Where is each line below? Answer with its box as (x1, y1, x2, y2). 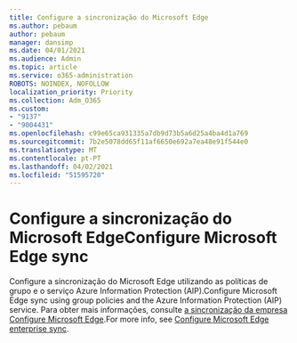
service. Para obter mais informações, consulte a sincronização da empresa (9, 305, 288, 315)
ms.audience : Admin (9, 54, 82, 63)
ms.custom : (9, 104, 50, 113)
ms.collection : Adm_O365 (9, 95, 101, 105)
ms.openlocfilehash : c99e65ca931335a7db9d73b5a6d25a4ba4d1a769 (9, 129, 249, 138)
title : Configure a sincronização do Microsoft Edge (9, 12, 209, 22)
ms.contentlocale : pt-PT (9, 153, 101, 163)
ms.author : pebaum (9, 21, 77, 30)
